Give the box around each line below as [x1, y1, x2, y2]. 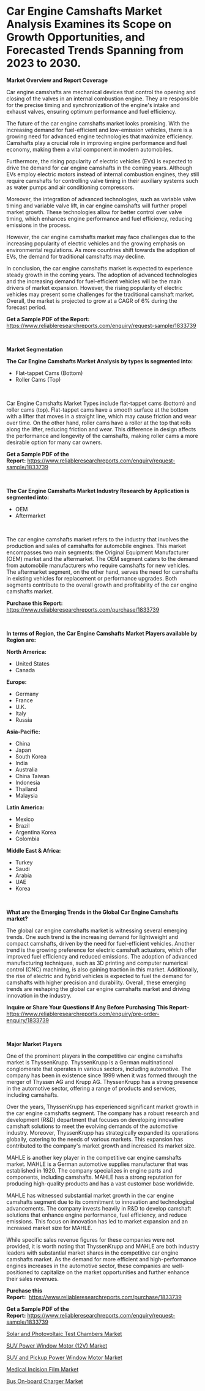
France [15, 696, 34, 704]
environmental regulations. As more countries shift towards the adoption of [6, 246, 196, 253]
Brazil [15, 822, 30, 829]
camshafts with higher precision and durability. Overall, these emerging [6, 979, 187, 986]
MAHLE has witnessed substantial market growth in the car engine [6, 1192, 174, 1199]
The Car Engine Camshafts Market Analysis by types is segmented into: [6, 357, 193, 365]
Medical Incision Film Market [6, 1365, 79, 1373]
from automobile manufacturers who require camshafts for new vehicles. [6, 562, 190, 569]
